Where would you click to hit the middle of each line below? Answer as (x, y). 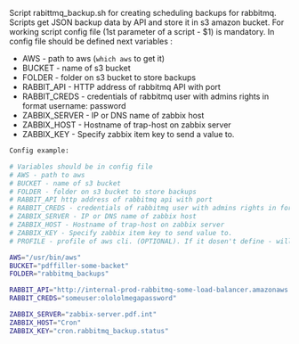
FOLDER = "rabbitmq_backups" (59, 274)
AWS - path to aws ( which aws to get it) (93, 58)
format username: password (74, 106)
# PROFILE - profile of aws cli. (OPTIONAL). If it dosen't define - (141, 241)
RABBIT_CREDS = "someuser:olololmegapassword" (93, 299)
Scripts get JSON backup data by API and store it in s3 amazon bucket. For (147, 22)
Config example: (39, 151)
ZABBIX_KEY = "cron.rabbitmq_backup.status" (89, 331)
